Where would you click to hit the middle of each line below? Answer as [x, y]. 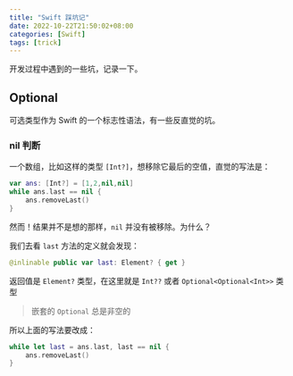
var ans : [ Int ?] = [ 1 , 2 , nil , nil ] [71, 184]
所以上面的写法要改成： [52, 330]
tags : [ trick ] [36, 42]
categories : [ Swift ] [48, 34]
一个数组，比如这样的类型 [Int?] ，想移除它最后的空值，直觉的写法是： [140, 167]
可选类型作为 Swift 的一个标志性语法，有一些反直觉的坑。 [115, 121]
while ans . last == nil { [55, 192]
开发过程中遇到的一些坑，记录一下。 [76, 69]
